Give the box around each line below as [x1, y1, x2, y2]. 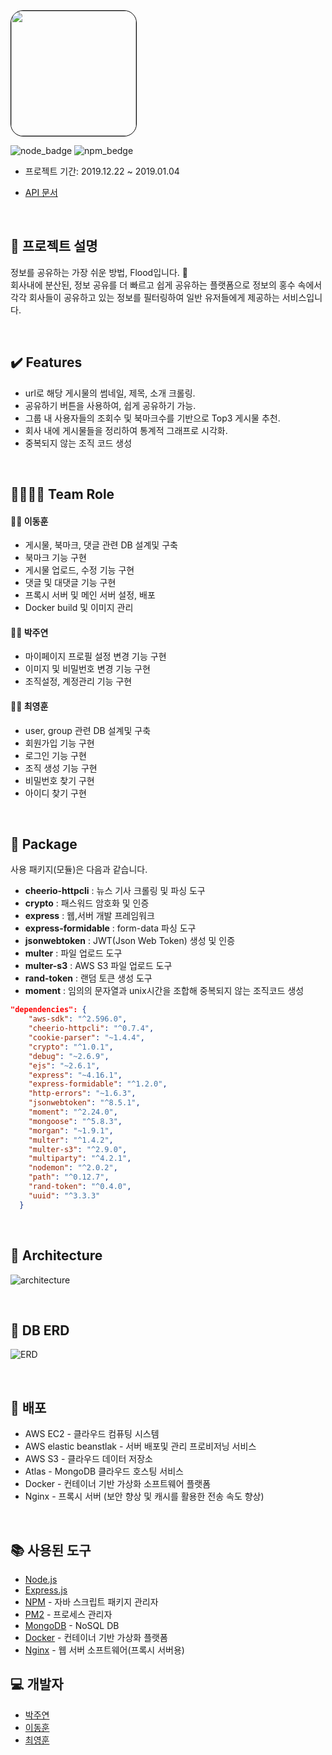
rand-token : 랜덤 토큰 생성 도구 [24, 972, 153, 984]
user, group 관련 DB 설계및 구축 [24, 724, 152, 736]
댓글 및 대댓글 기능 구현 [24, 577, 117, 589]
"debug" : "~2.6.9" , [28, 1051, 110, 1061]
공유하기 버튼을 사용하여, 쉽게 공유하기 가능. [24, 399, 197, 411]
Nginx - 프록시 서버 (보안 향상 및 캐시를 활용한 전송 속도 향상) [24, 1490, 265, 1503]
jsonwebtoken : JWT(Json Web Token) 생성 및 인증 [24, 935, 236, 947]
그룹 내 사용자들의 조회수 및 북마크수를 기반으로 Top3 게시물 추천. [24, 412, 281, 424]
